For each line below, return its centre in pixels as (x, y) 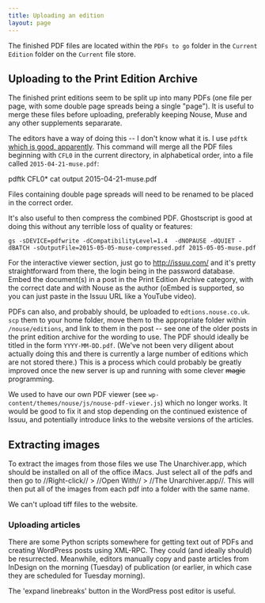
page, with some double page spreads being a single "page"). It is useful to (131, 106)
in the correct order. (41, 203)
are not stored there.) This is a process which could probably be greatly (125, 362)
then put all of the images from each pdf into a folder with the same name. (129, 489)
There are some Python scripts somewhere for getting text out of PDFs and (131, 542)
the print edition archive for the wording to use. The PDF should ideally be (129, 337)
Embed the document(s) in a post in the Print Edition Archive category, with (131, 280)
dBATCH (19, 248)
